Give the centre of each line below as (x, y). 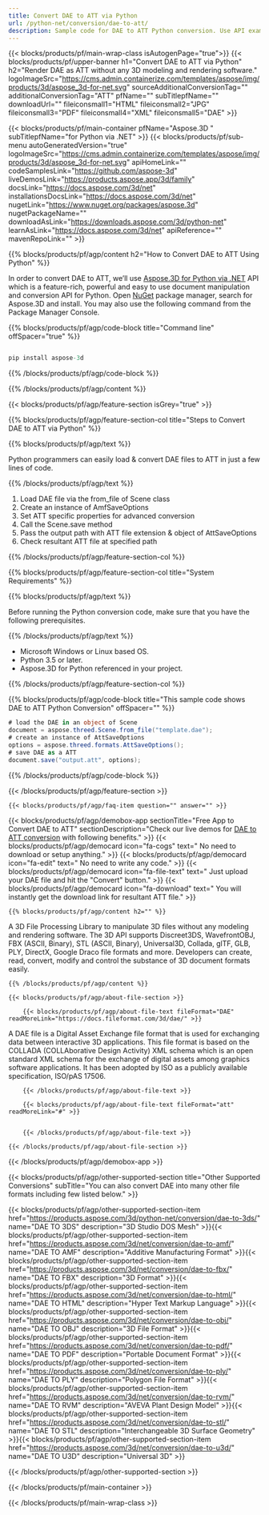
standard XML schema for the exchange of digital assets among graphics (129, 1059)
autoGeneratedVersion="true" (78, 146)
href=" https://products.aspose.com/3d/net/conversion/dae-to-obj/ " (120, 1320)
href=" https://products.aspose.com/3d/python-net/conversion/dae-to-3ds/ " (134, 1218)
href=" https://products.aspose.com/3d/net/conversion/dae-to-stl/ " (119, 1422)
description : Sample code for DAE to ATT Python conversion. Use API (127, 30)
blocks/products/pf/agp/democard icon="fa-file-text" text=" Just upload (128, 871)
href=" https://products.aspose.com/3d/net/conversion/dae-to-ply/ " (120, 1371)
